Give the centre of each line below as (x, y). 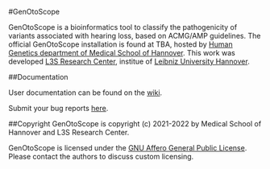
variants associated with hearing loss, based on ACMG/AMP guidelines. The (135, 36)
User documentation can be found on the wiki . (85, 93)
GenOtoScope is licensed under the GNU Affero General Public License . (128, 148)
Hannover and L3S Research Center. (69, 132)
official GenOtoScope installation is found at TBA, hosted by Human (120, 44)
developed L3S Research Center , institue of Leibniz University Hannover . (129, 61)
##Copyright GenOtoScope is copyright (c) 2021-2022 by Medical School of (135, 124)
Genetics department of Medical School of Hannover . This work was (122, 53)
